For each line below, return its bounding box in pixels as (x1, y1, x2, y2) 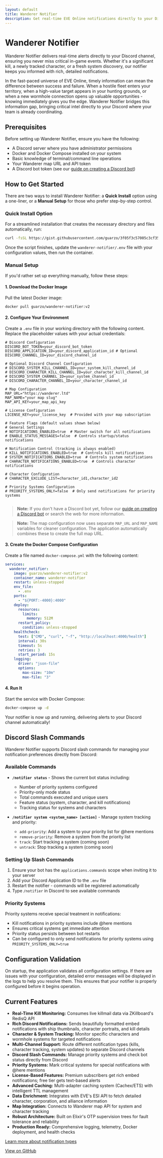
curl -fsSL (5, 236, 27, 241)
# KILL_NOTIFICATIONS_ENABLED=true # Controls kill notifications (5, 450, 145, 455)
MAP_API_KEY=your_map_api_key (5, 399, 66, 404)
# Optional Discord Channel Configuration (5, 361, 92, 366)
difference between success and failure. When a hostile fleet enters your (5, 83, 150, 89)
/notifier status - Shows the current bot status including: (12, 774, 130, 780)
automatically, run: (5, 226, 42, 232)
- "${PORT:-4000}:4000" (17, 598, 66, 603)
